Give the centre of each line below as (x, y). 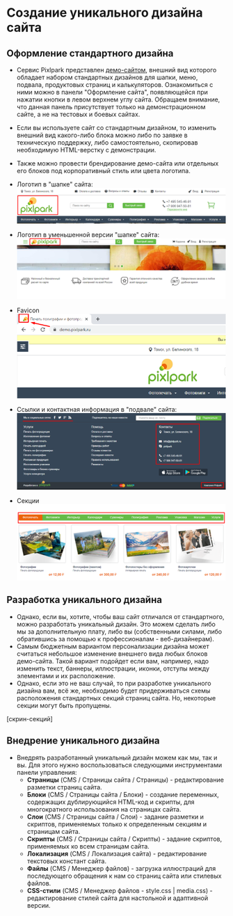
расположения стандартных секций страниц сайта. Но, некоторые (116, 698)
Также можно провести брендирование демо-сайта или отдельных (118, 163)
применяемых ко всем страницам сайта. (88, 846)
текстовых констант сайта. (67, 861)
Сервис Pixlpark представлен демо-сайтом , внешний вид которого (116, 70)
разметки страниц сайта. (64, 787)
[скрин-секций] (30, 718)
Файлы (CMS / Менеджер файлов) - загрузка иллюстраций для (121, 868)
